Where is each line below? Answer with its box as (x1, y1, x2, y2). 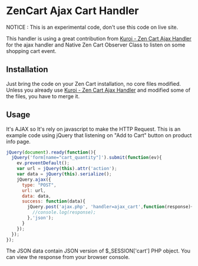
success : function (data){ (21, 198, 85, 204)
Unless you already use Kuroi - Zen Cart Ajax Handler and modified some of (6, 87, 191, 94)
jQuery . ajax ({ (16, 177, 51, 182)
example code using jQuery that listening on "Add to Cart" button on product (6, 131, 192, 139)
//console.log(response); (32, 210, 96, 215)
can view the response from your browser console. (6, 254, 130, 261)
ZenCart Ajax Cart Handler (6, 4, 139, 18)
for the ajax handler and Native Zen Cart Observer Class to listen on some (6, 41, 186, 48)
